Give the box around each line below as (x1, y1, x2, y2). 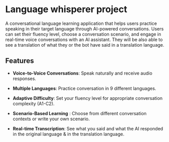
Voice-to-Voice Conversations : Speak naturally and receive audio (12, 70, 153, 76)
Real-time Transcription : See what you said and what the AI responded (12, 125, 163, 131)
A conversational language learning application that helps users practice (5, 20, 157, 26)
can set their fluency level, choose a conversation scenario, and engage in (5, 31, 161, 37)
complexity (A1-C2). (12, 100, 55, 106)
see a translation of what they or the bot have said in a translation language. (5, 42, 164, 48)
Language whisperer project (5, 4, 127, 15)
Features (5, 57, 34, 65)
